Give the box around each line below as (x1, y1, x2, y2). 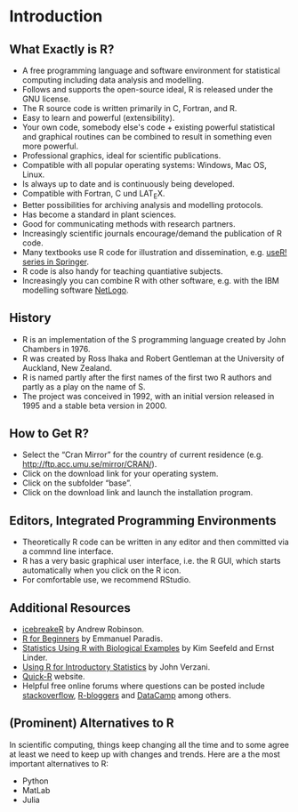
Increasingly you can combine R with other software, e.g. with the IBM (21, 275, 280, 285)
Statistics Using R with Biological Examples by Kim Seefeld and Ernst (21, 643, 275, 654)
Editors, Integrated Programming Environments (9, 513, 277, 528)
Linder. (21, 652, 48, 663)
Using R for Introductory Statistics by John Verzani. (21, 662, 211, 672)
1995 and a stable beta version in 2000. (21, 400, 167, 411)
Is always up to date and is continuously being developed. (21, 179, 236, 189)
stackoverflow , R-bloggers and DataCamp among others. (21, 690, 231, 701)
